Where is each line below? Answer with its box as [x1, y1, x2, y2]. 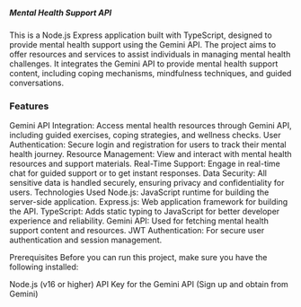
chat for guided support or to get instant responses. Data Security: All [9, 168, 268, 179]
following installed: [9, 261, 79, 273]
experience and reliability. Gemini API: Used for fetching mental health [9, 215, 270, 226]
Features [9, 100, 49, 112]
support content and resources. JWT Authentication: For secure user [9, 225, 265, 236]
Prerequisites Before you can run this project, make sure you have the [9, 252, 268, 263]
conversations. [9, 77, 65, 88]
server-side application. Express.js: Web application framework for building [9, 197, 288, 207]
